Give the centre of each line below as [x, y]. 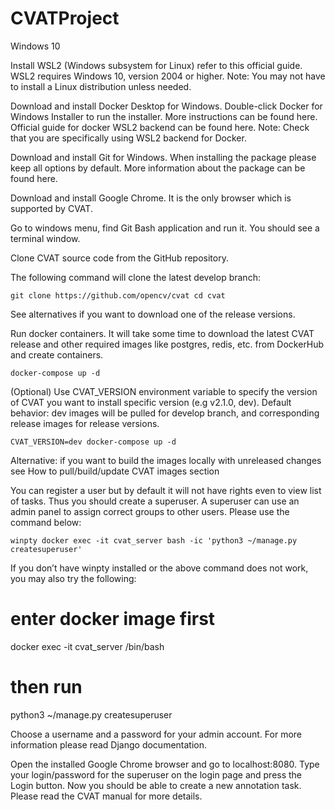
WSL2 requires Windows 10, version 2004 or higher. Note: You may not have [168, 76]
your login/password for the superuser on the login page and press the [156, 774]
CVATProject [65, 18]
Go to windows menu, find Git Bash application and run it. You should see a [165, 228]
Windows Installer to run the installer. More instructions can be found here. [164, 116]
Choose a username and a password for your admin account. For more [156, 734]
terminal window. [45, 238]
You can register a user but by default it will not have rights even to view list [166, 490]
